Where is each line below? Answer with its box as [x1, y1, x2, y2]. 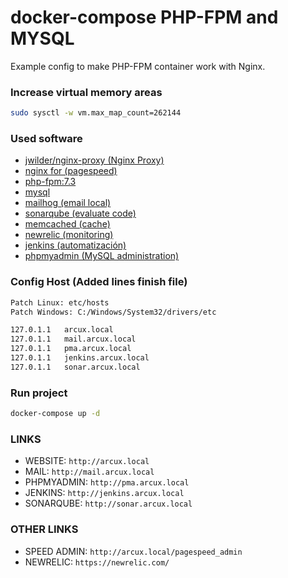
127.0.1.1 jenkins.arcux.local [10, 353, 150, 363]
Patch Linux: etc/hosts [10, 297, 110, 308]
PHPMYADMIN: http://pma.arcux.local [24, 476, 190, 488]
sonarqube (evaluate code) [24, 207, 137, 220]
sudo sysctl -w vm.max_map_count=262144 [10, 108, 182, 118]
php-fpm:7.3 [24, 176, 77, 188]
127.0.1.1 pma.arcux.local [10, 344, 132, 354]
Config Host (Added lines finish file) [10, 275, 188, 289]
